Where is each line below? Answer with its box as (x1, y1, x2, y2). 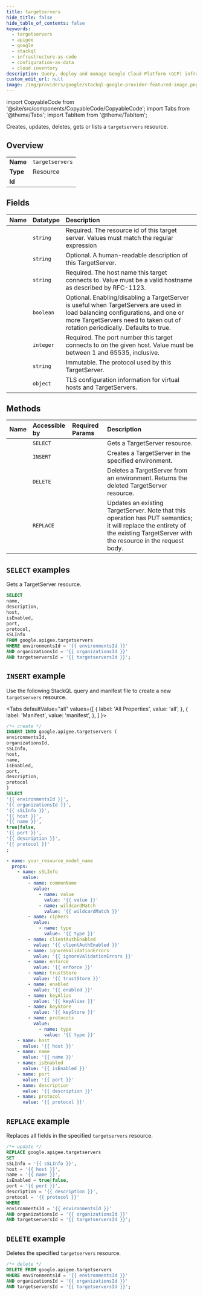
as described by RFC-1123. (65, 283, 146, 292)
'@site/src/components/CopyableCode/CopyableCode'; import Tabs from (6, 105, 190, 112)
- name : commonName (28, 880, 77, 886)
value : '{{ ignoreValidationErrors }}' (33, 953, 134, 959)
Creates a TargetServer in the (107, 449, 191, 457)
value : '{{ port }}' (22, 1077, 74, 1083)
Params (72, 429, 95, 437)
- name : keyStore (28, 1004, 71, 1010)
